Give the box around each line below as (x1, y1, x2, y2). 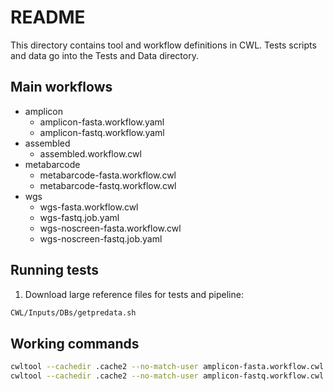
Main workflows (10, 79, 113, 96)
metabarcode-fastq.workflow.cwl (39, 179, 177, 191)
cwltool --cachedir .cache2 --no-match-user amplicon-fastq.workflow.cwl (10, 371, 325, 381)
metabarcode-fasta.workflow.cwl (39, 169, 177, 181)
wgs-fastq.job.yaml (39, 211, 120, 223)
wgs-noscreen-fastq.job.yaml (39, 232, 163, 245)
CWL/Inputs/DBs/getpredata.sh (10, 307, 137, 318)
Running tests (10, 262, 100, 279)
